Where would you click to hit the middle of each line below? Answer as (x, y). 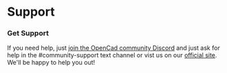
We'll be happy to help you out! (51, 63)
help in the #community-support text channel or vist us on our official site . (112, 55)
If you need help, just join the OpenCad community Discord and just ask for (113, 48)
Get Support (28, 33)
